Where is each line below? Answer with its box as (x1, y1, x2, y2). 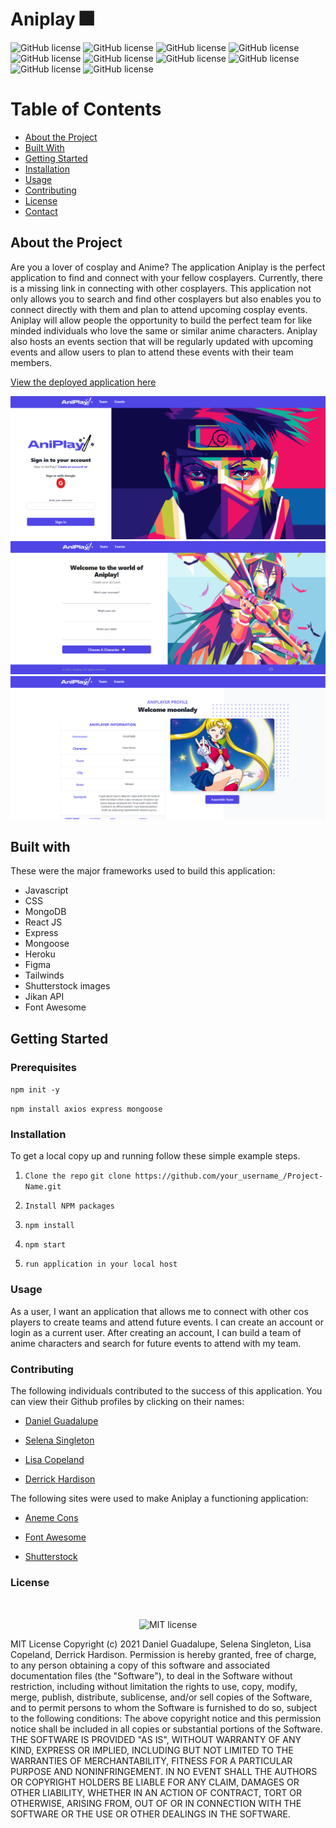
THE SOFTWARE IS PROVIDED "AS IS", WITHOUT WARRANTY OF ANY (10, 1733, 302, 1745)
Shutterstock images (24, 980, 111, 992)
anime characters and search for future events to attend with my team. (10, 1337, 302, 1349)
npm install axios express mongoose (10, 1104, 163, 1115)
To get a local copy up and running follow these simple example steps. (10, 1150, 301, 1162)
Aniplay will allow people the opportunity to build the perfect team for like (10, 314, 313, 326)
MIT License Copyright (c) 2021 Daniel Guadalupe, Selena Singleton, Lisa (10, 1638, 312, 1650)
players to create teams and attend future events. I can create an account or (10, 1316, 325, 1328)
